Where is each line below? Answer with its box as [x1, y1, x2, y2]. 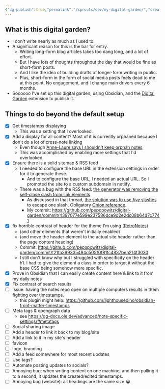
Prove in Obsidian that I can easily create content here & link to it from [12, 270, 154, 276]
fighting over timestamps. [12, 292, 64, 298]
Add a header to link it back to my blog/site [12, 329, 100, 335]
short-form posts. [19, 64, 55, 70]
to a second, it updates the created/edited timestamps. [12, 373, 124, 379]
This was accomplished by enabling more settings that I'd [19, 150, 137, 156]
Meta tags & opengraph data [12, 308, 70, 313]
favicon [12, 340, 28, 346]
